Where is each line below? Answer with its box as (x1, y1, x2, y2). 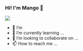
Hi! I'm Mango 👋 (5, 4, 43, 11)
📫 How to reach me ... (12, 41, 58, 47)
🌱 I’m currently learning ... (12, 30, 64, 36)
